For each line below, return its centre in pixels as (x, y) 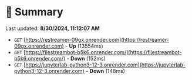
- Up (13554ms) (84, 46)
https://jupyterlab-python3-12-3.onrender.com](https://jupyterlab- (106, 65)
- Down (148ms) (105, 71)
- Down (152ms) (86, 58)
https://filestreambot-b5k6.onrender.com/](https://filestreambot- (104, 52)
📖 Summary (34, 12)
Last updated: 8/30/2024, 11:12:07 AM (53, 28)
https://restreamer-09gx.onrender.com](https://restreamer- (97, 39)
